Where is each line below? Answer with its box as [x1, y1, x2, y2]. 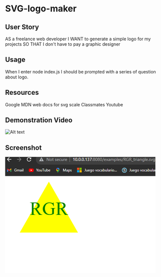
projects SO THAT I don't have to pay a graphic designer [5, 41, 120, 47]
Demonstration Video [5, 116, 73, 125]
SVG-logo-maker [5, 3, 77, 14]
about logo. [5, 74, 29, 80]
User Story [5, 23, 39, 31]
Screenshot [5, 143, 42, 152]
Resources [5, 88, 39, 97]
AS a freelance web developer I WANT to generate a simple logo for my [5, 36, 151, 42]
